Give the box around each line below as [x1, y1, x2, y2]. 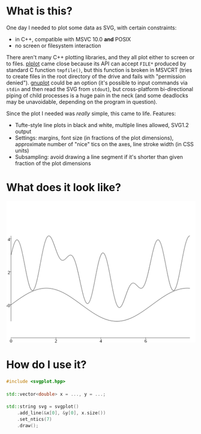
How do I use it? [6, 358, 87, 372]
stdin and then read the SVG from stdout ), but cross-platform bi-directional [6, 85, 194, 92]
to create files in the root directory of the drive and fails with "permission [6, 73, 186, 80]
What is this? [6, 4, 73, 18]
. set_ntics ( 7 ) [17, 417, 52, 423]
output [14, 128, 32, 135]
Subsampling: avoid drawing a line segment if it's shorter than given [14, 153, 183, 160]
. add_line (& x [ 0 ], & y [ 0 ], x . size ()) [17, 410, 106, 416]
